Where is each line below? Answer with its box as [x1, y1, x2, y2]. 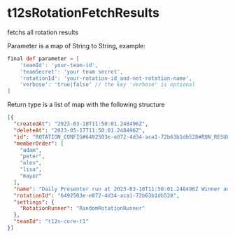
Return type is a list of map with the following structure [7, 100, 166, 109]
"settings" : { [13, 198, 55, 206]
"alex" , [20, 160, 42, 167]
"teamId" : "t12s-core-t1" [13, 218, 90, 225]
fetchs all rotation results [7, 28, 79, 36]
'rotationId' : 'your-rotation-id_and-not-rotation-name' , [20, 75, 192, 82]
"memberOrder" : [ [13, 140, 64, 147]
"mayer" [20, 173, 42, 180]
